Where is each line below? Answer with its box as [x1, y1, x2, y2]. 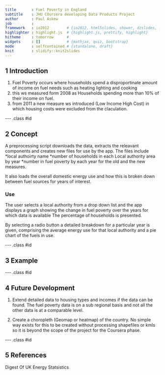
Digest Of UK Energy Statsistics [5, 364, 69, 370]
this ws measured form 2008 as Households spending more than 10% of [12, 90, 160, 96]
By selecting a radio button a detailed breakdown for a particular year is [5, 222, 150, 228]
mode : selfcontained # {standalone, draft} [5, 44, 113, 49]
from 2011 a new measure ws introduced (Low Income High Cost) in [12, 101, 150, 106]
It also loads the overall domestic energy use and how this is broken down [5, 173, 155, 179]
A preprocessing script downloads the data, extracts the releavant [5, 143, 139, 149]
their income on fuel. [12, 96, 55, 102]
